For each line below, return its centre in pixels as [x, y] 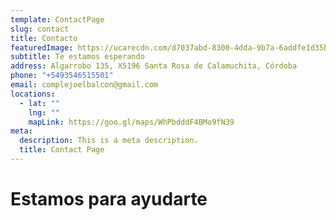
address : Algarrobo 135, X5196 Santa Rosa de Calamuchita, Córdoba [154, 66]
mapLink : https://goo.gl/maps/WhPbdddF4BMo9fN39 [131, 122]
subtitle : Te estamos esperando [77, 57]
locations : [33, 94]
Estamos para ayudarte [109, 199]
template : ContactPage [57, 19]
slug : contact [40, 29]
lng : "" [44, 112]
